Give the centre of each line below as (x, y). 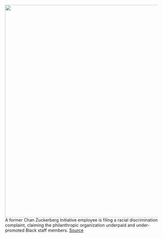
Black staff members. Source (55, 230)
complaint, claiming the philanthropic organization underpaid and (70, 225)
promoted (15, 230)
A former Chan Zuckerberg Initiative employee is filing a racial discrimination (81, 220)
